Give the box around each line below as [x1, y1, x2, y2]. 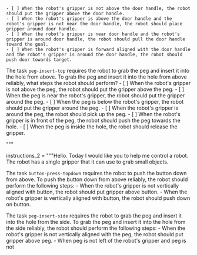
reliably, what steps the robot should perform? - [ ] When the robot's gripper [6, 80, 191, 86]
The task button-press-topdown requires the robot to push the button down [6, 170, 187, 176]
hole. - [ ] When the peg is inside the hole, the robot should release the [6, 123, 178, 130]
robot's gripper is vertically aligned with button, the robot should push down [6, 195, 191, 202]
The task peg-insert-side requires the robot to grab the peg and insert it [6, 212, 182, 219]
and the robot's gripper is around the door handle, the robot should [6, 52, 183, 57]
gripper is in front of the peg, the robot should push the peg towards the [6, 117, 181, 124]
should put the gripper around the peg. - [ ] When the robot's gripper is [6, 104, 179, 111]
